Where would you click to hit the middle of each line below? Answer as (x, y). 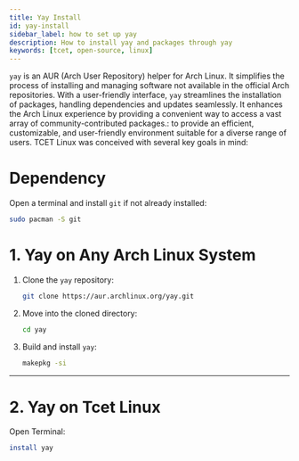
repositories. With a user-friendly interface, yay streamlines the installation (145, 95)
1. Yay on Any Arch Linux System (133, 255)
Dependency (58, 178)
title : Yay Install (45, 17)
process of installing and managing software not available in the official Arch (149, 86)
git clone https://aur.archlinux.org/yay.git (108, 296)
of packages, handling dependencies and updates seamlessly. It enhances (146, 104)
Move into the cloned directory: (80, 313)
